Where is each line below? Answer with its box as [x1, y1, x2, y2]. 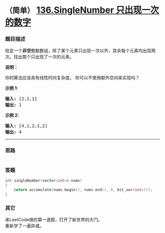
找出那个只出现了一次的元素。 [13, 54, 74, 60]
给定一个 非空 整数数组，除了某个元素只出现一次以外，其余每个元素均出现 [5, 48, 151, 54]
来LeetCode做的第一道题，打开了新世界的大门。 [5, 216, 103, 222]
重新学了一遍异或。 [5, 223, 44, 229]
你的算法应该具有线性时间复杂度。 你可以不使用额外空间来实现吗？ [5, 75, 140, 81]
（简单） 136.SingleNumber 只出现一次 [5, 4, 159, 16]
